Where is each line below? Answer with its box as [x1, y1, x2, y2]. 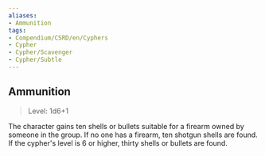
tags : [8, 26, 26, 34]
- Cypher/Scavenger [8, 48, 73, 56]
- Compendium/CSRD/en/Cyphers [8, 33, 109, 42]
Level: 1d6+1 [27, 106, 69, 116]
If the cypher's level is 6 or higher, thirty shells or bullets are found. [8, 138, 228, 147]
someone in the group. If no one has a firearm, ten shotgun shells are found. [8, 130, 259, 139]
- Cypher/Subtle [8, 56, 62, 64]
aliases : [8, 11, 37, 20]
